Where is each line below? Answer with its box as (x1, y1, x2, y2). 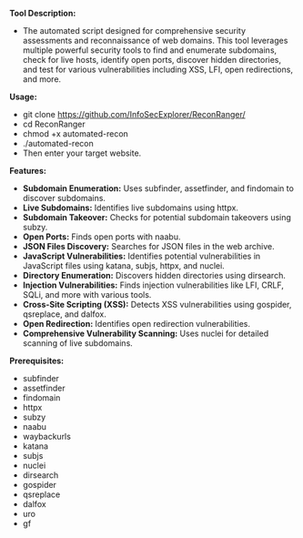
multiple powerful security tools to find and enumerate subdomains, (22, 45, 278, 56)
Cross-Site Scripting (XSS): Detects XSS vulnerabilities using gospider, (22, 299, 292, 310)
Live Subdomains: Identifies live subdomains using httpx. (22, 202, 239, 213)
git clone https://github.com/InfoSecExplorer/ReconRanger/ (22, 109, 246, 119)
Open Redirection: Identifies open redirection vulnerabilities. (22, 319, 251, 329)
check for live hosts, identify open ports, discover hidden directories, (22, 55, 282, 65)
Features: (9, 166, 47, 176)
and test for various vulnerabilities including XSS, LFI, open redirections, (22, 64, 294, 75)
